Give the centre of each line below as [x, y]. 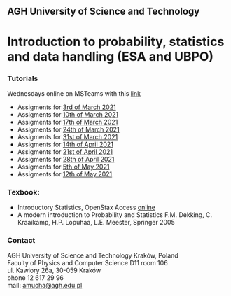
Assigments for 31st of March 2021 [68, 136]
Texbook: [23, 192]
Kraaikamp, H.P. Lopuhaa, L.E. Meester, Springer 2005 [96, 223]
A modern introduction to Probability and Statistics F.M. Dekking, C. [115, 215]
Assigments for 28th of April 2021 [66, 159]
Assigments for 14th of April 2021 [65, 144]
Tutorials [23, 78]
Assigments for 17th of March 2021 [68, 122]
